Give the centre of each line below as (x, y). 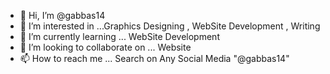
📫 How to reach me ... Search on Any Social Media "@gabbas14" (154, 58)
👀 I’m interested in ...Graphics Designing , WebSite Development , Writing (170, 26)
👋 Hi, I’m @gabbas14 (62, 15)
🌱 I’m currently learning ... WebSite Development (119, 36)
